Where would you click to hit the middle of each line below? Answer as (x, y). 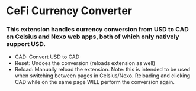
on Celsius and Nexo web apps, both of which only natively (93, 37)
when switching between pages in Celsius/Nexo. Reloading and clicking (102, 76)
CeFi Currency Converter (69, 11)
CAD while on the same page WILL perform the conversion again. (94, 82)
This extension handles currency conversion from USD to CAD (97, 30)
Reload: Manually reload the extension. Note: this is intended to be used (102, 70)
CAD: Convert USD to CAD (47, 57)
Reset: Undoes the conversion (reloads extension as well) (85, 63)
